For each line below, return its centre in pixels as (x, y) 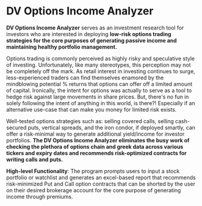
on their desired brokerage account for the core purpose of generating (94, 190)
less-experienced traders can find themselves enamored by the (85, 77)
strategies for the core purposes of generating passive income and (92, 40)
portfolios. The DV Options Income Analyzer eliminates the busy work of (98, 140)
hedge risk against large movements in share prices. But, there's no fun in (98, 97)
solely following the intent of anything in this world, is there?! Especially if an (101, 103)
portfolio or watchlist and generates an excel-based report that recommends (101, 177)
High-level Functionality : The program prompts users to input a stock (93, 171)
